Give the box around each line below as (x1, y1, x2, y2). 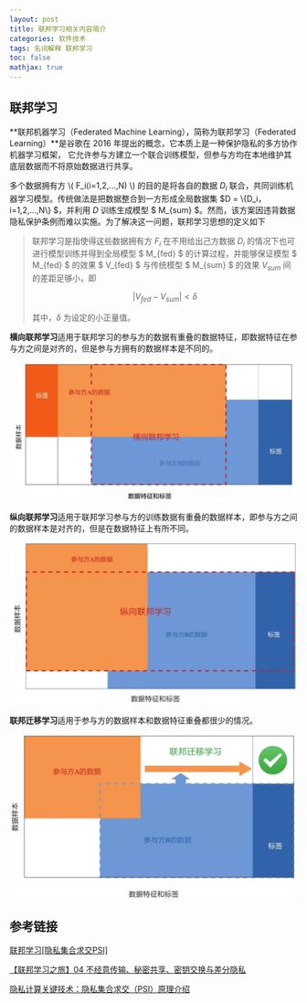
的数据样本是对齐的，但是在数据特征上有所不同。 (9, 522, 194, 534)
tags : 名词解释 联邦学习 (9, 44, 93, 53)
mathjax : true (9, 63, 64, 72)
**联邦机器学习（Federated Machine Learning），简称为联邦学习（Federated (9, 126, 297, 137)
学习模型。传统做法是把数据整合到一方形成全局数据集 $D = (16, 193, 239, 204)
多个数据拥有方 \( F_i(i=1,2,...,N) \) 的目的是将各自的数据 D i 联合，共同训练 (9, 179, 286, 193)
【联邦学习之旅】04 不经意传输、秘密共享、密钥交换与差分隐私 (9, 965, 247, 976)
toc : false (9, 53, 51, 63)
